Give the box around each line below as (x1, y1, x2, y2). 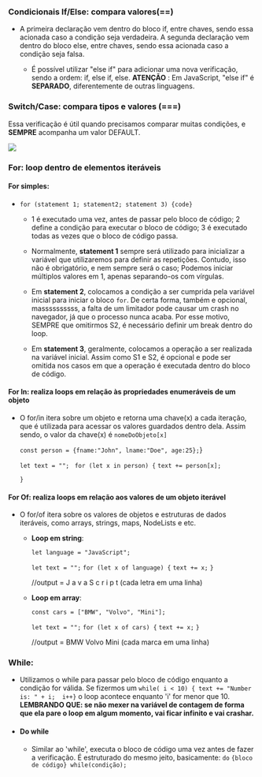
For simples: (8, 181, 50, 191)
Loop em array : (31, 593, 83, 603)
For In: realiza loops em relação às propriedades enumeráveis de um (8, 387, 236, 397)
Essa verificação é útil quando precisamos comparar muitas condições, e (8, 119, 246, 129)
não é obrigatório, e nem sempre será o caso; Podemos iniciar (31, 263, 234, 272)
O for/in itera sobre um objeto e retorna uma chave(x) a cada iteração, (19, 413, 247, 422)
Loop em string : (31, 533, 84, 543)
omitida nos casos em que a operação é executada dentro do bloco (31, 360, 250, 370)
